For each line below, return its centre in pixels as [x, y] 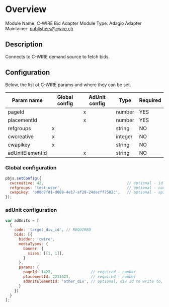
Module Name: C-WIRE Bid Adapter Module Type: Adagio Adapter [73, 23]
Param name [27, 100]
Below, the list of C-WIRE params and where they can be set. [68, 85]
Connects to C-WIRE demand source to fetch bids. [57, 56]
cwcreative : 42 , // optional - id [87, 183]
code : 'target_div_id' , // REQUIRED [53, 230]
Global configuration [31, 168]
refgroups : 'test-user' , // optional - [83, 188]
